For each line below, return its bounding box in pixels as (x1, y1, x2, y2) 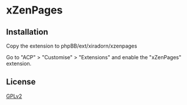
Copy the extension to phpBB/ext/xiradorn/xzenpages (6, 42, 137, 49)
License (6, 77, 36, 87)
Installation (6, 27, 48, 37)
